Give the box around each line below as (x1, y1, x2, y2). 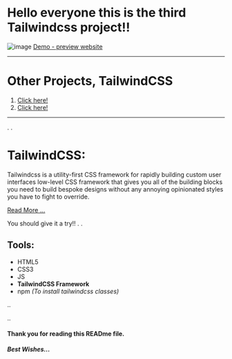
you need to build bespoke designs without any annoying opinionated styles (7, 185, 224, 193)
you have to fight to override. (7, 192, 90, 201)
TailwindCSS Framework (17, 279, 90, 288)
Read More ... (7, 205, 46, 214)
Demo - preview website (33, 42, 103, 50)
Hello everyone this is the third (7, 5, 186, 21)
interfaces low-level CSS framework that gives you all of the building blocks (7, 178, 223, 186)
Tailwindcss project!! (7, 19, 130, 35)
